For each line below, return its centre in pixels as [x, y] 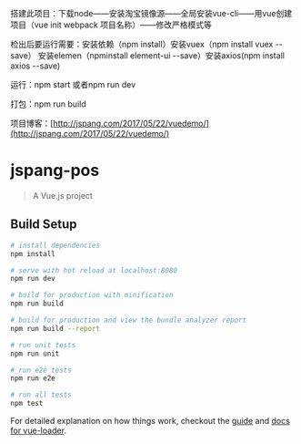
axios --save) [35, 66]
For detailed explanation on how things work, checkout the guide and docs [150, 421]
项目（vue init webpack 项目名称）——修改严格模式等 [111, 25]
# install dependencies [55, 245]
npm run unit [35, 354]
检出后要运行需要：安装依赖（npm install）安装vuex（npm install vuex [142, 44]
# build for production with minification [92, 295]
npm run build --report [55, 328]
